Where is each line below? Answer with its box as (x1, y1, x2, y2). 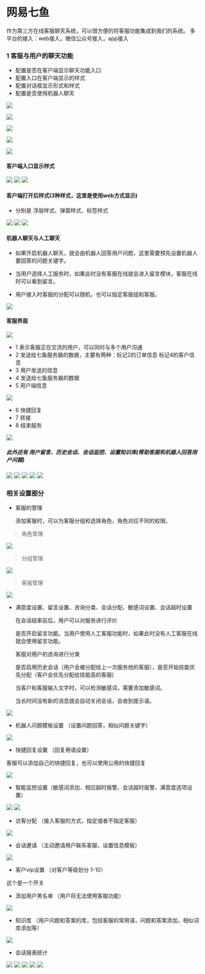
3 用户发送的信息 (15, 367, 58, 374)
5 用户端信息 (15, 382, 48, 389)
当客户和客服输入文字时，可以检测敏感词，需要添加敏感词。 (15, 684, 166, 691)
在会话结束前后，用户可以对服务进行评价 (15, 617, 117, 624)
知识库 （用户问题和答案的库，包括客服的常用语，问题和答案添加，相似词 (15, 917, 199, 924)
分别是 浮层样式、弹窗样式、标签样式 (15, 207, 108, 214)
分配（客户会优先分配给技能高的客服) (20, 671, 114, 679)
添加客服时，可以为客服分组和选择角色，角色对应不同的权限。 (15, 517, 171, 525)
